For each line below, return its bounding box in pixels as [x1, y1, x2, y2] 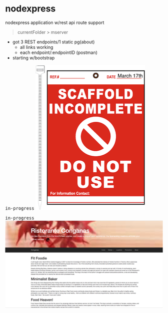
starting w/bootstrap [12, 54, 55, 60]
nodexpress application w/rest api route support [5, 19, 104, 25]
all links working [19, 44, 53, 50]
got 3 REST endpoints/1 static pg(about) [12, 38, 95, 45]
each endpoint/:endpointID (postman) [19, 49, 97, 55]
